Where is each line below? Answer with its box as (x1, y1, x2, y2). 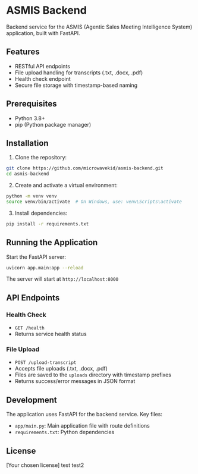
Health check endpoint (14, 75, 71, 82)
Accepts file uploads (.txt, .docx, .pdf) (14, 365, 108, 372)
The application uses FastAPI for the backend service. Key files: (6, 411, 162, 418)
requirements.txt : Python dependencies (14, 429, 115, 436)
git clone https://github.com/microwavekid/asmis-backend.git (6, 165, 164, 171)
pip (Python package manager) (14, 121, 92, 128)
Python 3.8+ (14, 114, 46, 122)
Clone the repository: (14, 154, 67, 161)
